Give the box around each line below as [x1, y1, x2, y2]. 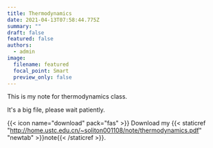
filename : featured [13, 61, 69, 68]
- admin [13, 49, 36, 56]
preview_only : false [13, 73, 72, 81]
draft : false [7, 29, 45, 36]
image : [7, 55, 26, 62]
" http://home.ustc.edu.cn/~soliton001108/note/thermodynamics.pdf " [7, 126, 202, 134]
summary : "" [7, 23, 41, 29]
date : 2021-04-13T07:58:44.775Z [7, 16, 100, 23]
